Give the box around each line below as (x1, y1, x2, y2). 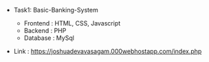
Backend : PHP (23, 27, 67, 34)
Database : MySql (23, 34, 74, 42)
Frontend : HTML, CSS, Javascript (23, 19, 121, 27)
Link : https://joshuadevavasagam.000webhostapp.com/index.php (13, 48, 202, 55)
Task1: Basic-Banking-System (13, 6, 98, 14)
